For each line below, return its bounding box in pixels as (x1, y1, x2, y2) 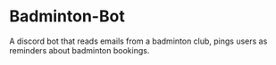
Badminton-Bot (9, 6, 125, 27)
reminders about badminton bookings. (9, 45, 150, 55)
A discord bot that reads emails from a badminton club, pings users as (9, 36, 268, 46)
